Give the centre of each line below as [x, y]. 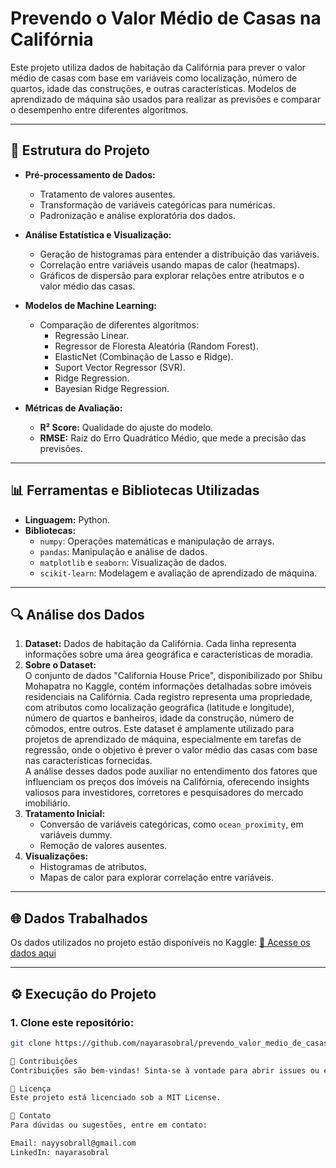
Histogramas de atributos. [93, 867]
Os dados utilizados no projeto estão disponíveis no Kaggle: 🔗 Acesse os [160, 943]
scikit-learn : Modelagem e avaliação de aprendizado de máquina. [178, 573]
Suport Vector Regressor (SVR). [120, 367]
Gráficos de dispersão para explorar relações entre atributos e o [172, 275]
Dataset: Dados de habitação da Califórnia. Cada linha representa [160, 644]
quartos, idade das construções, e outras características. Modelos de [153, 88]
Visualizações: [56, 856]
